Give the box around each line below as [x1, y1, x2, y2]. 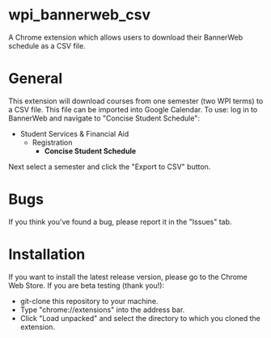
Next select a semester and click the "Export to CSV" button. [8, 162, 211, 171]
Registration [32, 137, 73, 147]
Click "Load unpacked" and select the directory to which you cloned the [19, 313, 261, 323]
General [8, 70, 63, 88]
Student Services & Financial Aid [19, 129, 129, 138]
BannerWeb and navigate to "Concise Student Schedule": [8, 113, 201, 123]
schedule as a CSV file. [8, 40, 87, 50]
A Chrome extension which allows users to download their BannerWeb [8, 32, 243, 42]
